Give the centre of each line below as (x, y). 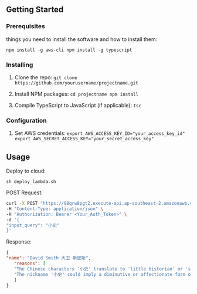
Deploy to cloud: (26, 171)
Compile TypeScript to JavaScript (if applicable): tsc (78, 105)
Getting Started (35, 10)
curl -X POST (22, 204)
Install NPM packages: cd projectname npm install (77, 94)
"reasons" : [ (30, 263)
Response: (19, 242)
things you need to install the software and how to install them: (82, 39)
